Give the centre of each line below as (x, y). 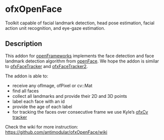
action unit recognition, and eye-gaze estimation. (55, 28)
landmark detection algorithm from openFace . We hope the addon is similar (82, 61)
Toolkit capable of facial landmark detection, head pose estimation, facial (80, 23)
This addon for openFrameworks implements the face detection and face (80, 56)
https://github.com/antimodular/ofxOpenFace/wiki (56, 132)
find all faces (26, 91)
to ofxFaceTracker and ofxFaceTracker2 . (47, 66)
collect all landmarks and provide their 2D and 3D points (70, 96)
